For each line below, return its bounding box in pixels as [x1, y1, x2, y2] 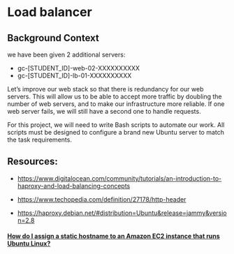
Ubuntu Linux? [7, 239, 51, 248]
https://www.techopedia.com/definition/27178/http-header [17, 195, 187, 203]
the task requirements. [7, 135, 72, 144]
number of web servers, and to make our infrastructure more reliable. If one [7, 100, 225, 108]
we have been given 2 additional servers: [7, 50, 126, 59]
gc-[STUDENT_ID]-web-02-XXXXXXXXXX [17, 64, 140, 72]
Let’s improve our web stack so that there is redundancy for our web [7, 85, 204, 93]
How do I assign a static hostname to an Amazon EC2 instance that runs [7, 232, 220, 241]
